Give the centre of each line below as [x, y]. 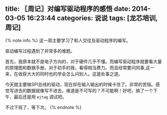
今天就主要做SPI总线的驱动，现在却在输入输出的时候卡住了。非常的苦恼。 [80, 84]
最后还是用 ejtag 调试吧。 [40, 97]
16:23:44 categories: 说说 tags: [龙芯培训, [92, 18]
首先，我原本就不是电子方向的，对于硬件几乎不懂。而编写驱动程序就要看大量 [83, 61]
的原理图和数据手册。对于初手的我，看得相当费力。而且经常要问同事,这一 [80, 67]
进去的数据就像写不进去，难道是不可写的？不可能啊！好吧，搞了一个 [83, 90]
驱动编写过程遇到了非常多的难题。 [40, 51]
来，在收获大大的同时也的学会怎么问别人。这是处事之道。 [64, 74]
